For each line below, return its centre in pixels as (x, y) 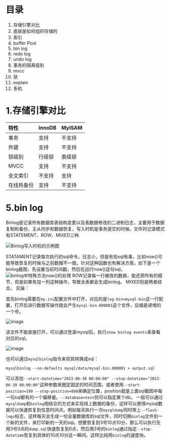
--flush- (150, 410)
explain (20, 82)
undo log (22, 59)
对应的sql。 (18, 338)
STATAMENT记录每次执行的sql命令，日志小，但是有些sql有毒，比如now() (82, 256)
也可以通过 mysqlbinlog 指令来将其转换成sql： (52, 359)
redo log (22, 53)
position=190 (19, 391)
